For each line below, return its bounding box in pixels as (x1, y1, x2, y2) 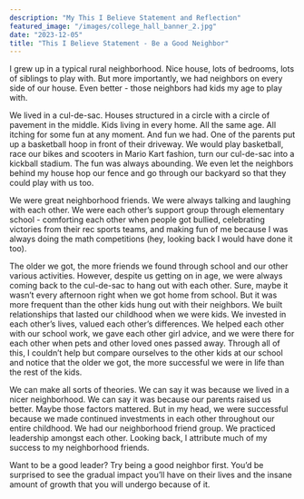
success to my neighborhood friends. (9, 442, 150, 454)
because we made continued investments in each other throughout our (9, 414, 275, 425)
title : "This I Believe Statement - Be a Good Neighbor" (9, 38, 230, 48)
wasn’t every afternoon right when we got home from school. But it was (9, 289, 278, 300)
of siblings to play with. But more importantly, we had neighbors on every (9, 73, 283, 84)
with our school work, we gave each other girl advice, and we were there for (9, 328, 295, 339)
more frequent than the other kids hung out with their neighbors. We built (9, 299, 283, 310)
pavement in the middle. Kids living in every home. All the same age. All (9, 120, 277, 131)
